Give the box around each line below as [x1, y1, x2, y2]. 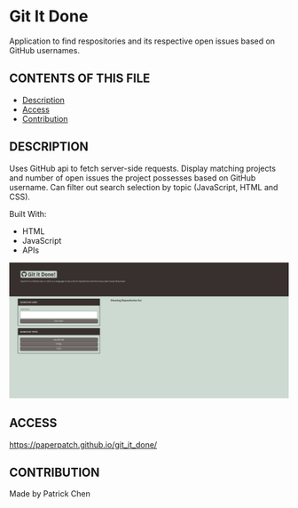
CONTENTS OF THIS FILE [9, 71, 151, 86]
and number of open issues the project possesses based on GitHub [9, 172, 256, 183]
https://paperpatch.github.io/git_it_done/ [9, 439, 158, 450]
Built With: [9, 208, 47, 219]
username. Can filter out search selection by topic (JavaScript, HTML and [9, 181, 278, 192]
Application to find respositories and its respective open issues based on [9, 36, 276, 46]
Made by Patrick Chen [9, 488, 91, 499]
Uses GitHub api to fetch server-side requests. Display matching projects [9, 163, 277, 173]
